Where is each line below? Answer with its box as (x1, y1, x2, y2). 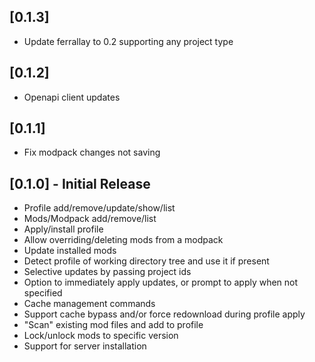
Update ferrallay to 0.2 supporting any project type (23, 35, 234, 47)
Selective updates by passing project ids (23, 266, 192, 278)
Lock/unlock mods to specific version (23, 330, 179, 342)
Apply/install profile (23, 223, 104, 235)
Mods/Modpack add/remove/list (23, 213, 157, 225)
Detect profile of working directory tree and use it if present (23, 255, 270, 267)
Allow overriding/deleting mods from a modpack (23, 234, 224, 246)
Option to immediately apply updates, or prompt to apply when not (23, 276, 299, 289)
